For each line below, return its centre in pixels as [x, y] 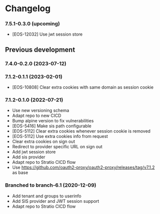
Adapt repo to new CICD [37, 116]
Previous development [40, 49]
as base [20, 173]
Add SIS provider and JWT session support [56, 201]
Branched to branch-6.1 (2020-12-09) [51, 185]
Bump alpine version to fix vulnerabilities [53, 121]
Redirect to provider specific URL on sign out [57, 147]
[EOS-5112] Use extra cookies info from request [60, 136]
